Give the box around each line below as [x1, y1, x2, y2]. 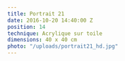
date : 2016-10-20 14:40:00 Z [7, 17, 93, 24]
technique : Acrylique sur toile [7, 29, 102, 37]
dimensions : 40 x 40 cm [7, 36, 78, 43]
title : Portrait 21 [7, 10, 65, 18]
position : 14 [7, 23, 46, 30]
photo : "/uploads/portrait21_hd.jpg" [7, 43, 119, 50]
